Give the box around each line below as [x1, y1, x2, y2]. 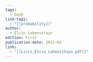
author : [5, 26, 22, 31]
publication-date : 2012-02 [5, 40, 62, 45]
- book [10, 12, 24, 17]
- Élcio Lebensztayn [10, 30, 53, 35]
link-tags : [5, 16, 28, 21]
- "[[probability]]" [10, 21, 53, 26]
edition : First [5, 35, 37, 40]
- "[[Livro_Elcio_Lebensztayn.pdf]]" [10, 49, 89, 54]
